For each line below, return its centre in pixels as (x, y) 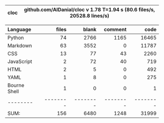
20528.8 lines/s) (90, 16)
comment (115, 30)
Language (20, 30)
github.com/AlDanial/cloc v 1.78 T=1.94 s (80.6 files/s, (90, 10)
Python (16, 38)
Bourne (16, 85)
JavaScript (20, 61)
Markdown (20, 46)
